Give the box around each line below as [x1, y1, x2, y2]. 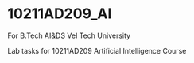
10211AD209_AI [7, 5, 112, 23]
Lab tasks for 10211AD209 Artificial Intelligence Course [7, 46, 187, 55]
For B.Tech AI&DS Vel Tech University [7, 31, 131, 40]
